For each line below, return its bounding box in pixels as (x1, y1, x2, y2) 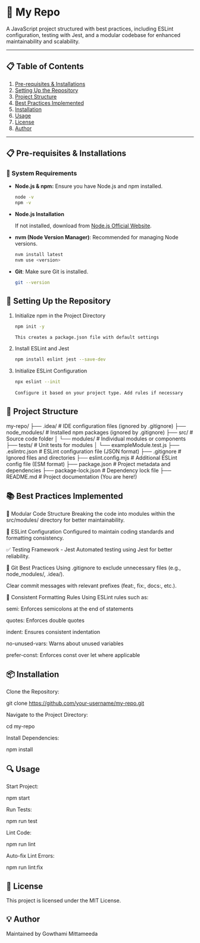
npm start (6, 794, 30, 802)
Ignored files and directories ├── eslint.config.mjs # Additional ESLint (6, 454, 177, 461)
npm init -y (14, 323, 45, 329)
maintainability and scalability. (6, 38, 80, 45)
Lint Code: (6, 829, 32, 836)
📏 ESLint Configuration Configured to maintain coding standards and (6, 528, 174, 535)
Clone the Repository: (6, 688, 60, 695)
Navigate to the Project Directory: (6, 711, 88, 719)
